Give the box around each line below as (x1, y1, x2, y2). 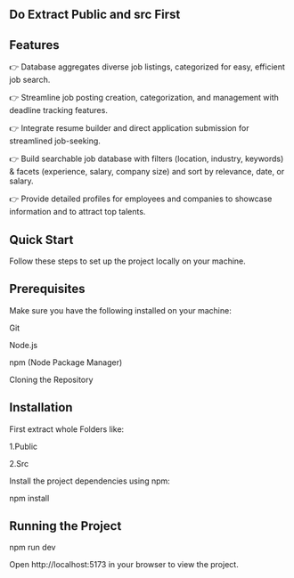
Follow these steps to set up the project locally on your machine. (9, 256, 247, 266)
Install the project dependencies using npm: (9, 476, 171, 486)
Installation (9, 400, 73, 415)
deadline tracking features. (9, 105, 109, 116)
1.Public (9, 441, 38, 452)
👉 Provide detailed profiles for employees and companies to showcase (9, 193, 273, 204)
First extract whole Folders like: (9, 423, 125, 435)
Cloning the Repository (9, 374, 94, 385)
